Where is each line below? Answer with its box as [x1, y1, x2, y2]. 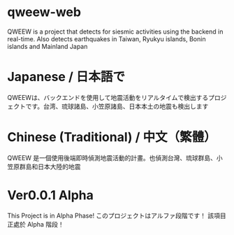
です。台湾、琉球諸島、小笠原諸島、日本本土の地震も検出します [25, 102, 209, 111]
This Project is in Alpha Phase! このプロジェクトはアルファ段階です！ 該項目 [7, 211, 226, 220]
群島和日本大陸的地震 [19, 162, 81, 171]
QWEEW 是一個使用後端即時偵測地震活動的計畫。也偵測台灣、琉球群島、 [7, 153, 217, 162]
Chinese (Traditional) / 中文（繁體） [7, 129, 217, 145]
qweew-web [7, 4, 82, 20]
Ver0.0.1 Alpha [7, 187, 94, 203]
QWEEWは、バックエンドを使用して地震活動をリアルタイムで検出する [7, 93, 209, 101]
